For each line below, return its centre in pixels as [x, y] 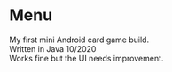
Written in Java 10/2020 [53, 48]
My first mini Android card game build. [79, 40]
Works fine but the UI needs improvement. [86, 58]
